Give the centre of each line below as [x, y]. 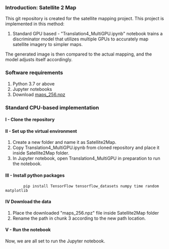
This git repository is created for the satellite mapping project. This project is [84, 19]
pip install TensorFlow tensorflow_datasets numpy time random [91, 186]
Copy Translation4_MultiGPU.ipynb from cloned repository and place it [86, 147]
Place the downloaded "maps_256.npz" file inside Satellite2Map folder [86, 213]
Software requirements [34, 73]
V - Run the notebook [28, 230]
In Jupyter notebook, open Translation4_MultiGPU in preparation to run [86, 159]
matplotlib [17, 190]
